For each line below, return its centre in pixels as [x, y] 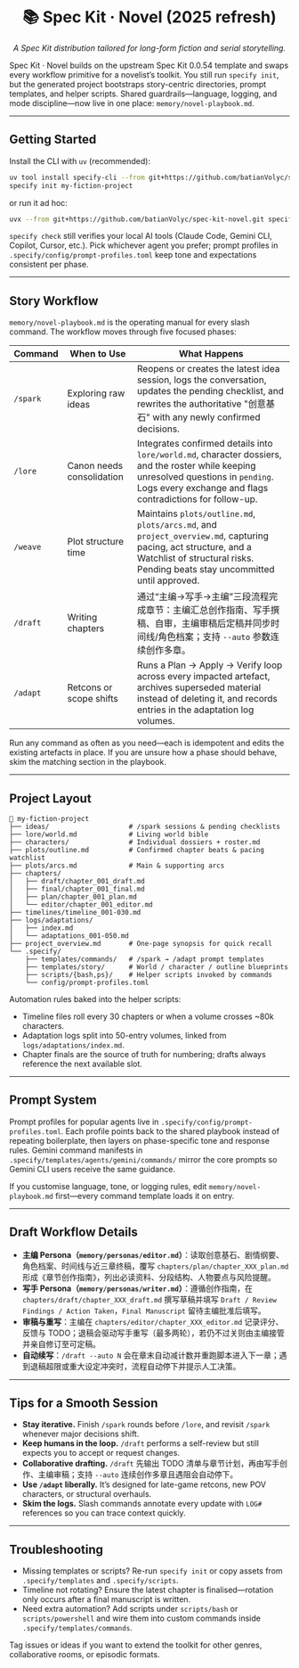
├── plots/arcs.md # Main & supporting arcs [117, 866]
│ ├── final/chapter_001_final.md [77, 889]
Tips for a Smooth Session [84, 1404]
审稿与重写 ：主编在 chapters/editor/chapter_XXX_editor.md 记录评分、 [153, 1321]
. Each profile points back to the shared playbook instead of [170, 1131]
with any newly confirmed [206, 417]
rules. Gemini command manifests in [76, 1150]
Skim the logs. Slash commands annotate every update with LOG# [142, 1504]
